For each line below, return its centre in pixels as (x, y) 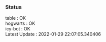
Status (13, 7)
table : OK (16, 18)
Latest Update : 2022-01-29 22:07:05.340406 (53, 34)
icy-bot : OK (18, 29)
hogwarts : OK (20, 23)
